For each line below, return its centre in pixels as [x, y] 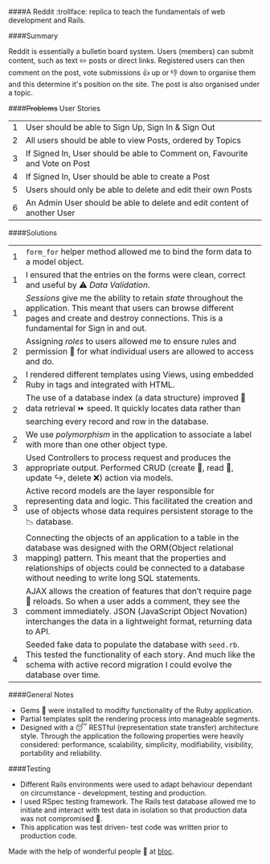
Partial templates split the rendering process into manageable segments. [140, 719]
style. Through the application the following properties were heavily [132, 736]
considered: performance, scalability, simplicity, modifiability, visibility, [137, 744]
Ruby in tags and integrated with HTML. [100, 384]
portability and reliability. [61, 753]
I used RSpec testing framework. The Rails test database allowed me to [138, 802]
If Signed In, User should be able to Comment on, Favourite [137, 154]
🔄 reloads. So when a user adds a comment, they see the [133, 601]
